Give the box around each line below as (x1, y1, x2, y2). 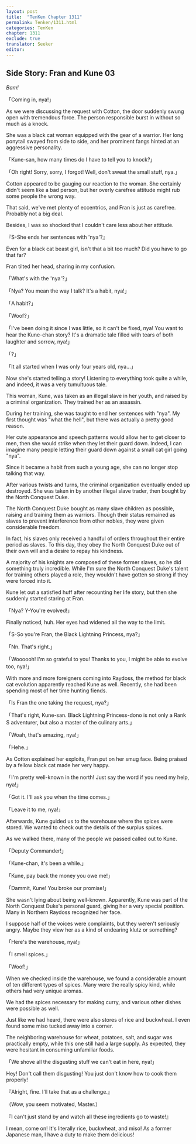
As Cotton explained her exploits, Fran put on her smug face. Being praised (6, 755, 187, 762)
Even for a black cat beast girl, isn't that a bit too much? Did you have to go (6, 245, 187, 252)
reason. (6, 422, 25, 429)
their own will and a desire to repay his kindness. (6, 547, 124, 554)
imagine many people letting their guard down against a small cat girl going (6, 446, 187, 453)
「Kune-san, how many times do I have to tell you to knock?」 (6, 156, 156, 163)
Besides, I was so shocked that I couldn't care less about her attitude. (6, 221, 174, 228)
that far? (6, 251, 26, 258)
